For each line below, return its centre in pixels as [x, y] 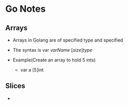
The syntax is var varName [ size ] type [52, 50]
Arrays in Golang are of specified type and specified [68, 40]
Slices [15, 86]
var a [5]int [32, 70]
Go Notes [26, 9]
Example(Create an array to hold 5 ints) [54, 60]
